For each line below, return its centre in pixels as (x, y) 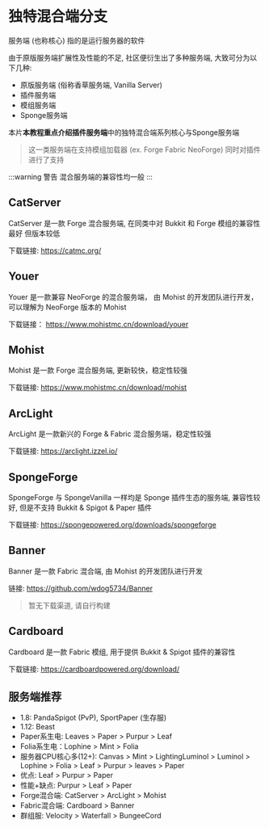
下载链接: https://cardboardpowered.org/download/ (94, 669)
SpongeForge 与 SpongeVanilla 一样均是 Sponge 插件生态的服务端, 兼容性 (131, 497)
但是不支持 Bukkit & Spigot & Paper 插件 (85, 507)
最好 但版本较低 (34, 233)
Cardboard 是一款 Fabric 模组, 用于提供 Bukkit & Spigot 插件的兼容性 (122, 652)
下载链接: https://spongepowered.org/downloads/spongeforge (112, 525)
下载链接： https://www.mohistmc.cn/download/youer (99, 324)
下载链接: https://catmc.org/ (55, 250)
